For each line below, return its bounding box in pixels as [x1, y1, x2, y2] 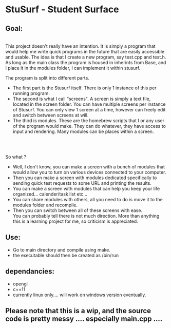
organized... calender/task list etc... [12, 191, 87, 197]
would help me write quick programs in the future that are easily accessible [5, 49, 165, 54]
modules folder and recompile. [12, 202, 78, 208]
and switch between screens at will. [12, 112, 89, 118]
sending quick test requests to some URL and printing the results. [12, 180, 151, 186]
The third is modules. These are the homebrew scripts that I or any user [12, 118, 164, 124]
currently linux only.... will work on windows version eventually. [12, 292, 146, 298]
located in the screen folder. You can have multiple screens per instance [12, 101, 166, 107]
